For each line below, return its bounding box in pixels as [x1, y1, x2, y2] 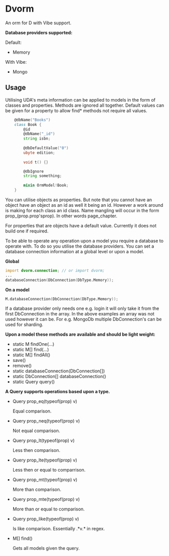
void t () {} [23, 160, 49, 165]
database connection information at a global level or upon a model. [5, 248, 145, 254]
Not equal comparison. [12, 428, 61, 434]
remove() [12, 362, 32, 369]
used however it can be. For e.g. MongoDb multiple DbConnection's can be [5, 316, 162, 322]
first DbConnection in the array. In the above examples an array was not [5, 311, 155, 317]
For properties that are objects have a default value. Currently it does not [5, 222, 157, 228]
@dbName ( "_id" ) [23, 131, 55, 136]
